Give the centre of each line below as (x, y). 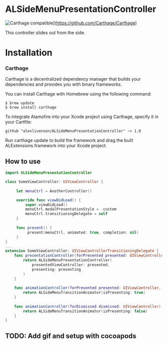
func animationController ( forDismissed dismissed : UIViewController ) (88, 306)
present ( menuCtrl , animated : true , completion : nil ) (83, 232)
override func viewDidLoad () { (48, 200)
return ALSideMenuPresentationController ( (68, 260)
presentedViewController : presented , (71, 265)
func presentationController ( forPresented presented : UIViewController (90, 256)
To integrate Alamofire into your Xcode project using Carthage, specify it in (82, 117)
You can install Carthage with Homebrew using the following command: (78, 94)
